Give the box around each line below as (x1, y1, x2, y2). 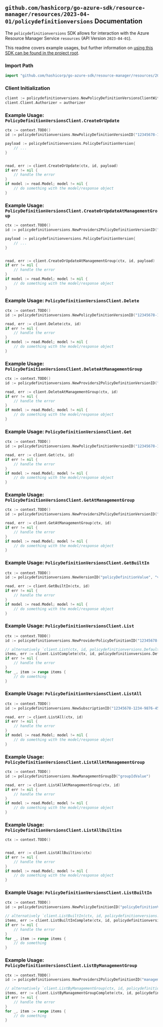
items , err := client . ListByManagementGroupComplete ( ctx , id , (5, 990, 133, 996)
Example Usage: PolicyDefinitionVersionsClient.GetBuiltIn (5, 559, 149, 566)
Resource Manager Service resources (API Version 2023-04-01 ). (5, 35, 132, 41)
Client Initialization (5, 84, 50, 91)
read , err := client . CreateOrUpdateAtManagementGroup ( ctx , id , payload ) (5, 258, 155, 263)
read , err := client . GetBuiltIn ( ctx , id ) (5, 584, 90, 589)
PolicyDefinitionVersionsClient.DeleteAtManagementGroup (5, 366, 143, 372)
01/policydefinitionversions (5, 18, 94, 25)
